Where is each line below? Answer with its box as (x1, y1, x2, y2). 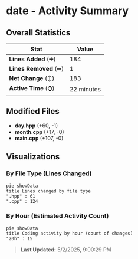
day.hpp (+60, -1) (14, 122, 58, 129)
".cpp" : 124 (6, 198, 38, 204)
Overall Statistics (6, 28, 71, 38)
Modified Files (6, 106, 60, 116)
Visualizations (6, 152, 60, 162)
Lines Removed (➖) (9, 65, 64, 73)
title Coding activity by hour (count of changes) (6, 230, 133, 237)
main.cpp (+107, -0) (14, 135, 64, 142)
